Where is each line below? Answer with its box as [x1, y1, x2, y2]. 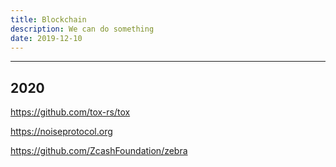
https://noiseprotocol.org [10, 126, 113, 138]
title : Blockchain [10, 14, 87, 25]
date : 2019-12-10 [10, 33, 83, 43]
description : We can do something [10, 24, 155, 34]
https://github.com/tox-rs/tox [10, 106, 131, 118]
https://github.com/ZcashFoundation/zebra [10, 145, 188, 157]
